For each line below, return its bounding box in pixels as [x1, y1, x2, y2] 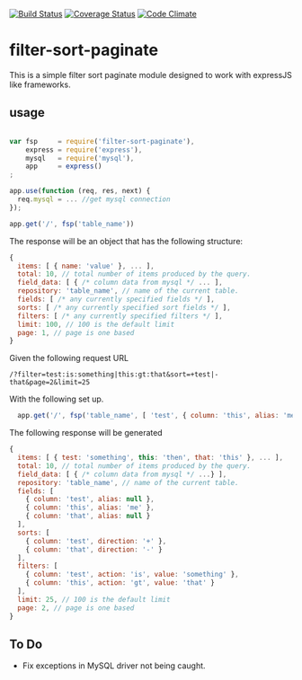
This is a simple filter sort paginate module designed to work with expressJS [9, 69, 292, 80]
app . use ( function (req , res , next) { [9, 187, 151, 196]
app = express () [25, 162, 102, 171]
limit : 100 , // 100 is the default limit [17, 320, 175, 329]
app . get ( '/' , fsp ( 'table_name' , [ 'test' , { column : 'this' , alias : [17, 411, 280, 420]
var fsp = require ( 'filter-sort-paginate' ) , [9, 137, 195, 146]
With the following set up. [9, 393, 104, 404]
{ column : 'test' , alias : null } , [25, 495, 155, 504]
